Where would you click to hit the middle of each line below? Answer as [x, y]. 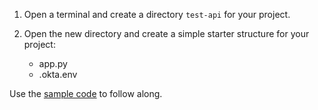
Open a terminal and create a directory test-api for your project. [157, 14]
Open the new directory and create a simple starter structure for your [166, 33]
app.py [53, 63]
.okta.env [58, 74]
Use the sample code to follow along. [86, 93]
